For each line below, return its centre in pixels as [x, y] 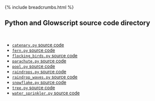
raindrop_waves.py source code [45, 77]
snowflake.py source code [39, 82]
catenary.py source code [38, 45]
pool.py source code [34, 66]
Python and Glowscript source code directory [77, 23]
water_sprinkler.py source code [46, 93]
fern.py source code [34, 50]
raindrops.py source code [39, 71]
